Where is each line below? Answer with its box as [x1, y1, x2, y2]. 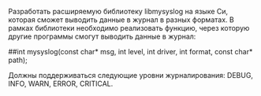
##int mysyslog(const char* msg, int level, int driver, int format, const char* [8, 47, 253, 56]
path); [8, 55, 28, 65]
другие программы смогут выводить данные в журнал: [8, 31, 196, 41]
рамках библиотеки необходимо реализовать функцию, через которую [8, 24, 250, 32]
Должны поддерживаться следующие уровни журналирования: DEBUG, [8, 71, 254, 79]
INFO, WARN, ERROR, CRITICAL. [8, 79, 114, 88]
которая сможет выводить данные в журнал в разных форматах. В [8, 15, 234, 24]
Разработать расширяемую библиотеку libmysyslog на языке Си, [8, 7, 229, 16]
